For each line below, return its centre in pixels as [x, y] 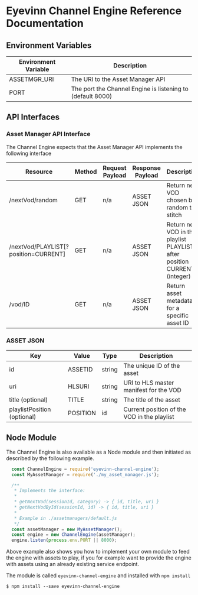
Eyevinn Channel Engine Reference [94, 11]
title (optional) [29, 399]
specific [178, 315]
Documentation [45, 23]
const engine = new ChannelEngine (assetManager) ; [73, 535]
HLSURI [78, 386]
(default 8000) [92, 96]
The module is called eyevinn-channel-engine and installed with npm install [98, 575]
